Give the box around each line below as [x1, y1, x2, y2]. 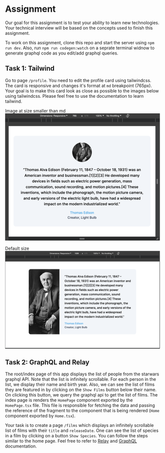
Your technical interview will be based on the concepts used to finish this [5, 25, 153, 30]
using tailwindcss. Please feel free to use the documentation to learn [5, 93, 144, 99]
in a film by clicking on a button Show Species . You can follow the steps [5, 433, 148, 439]
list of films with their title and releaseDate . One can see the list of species [5, 427, 159, 433]
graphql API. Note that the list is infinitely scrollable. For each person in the [5, 376, 156, 382]
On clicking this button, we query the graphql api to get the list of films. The [5, 392, 158, 398]
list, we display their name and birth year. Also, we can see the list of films [5, 382, 155, 388]
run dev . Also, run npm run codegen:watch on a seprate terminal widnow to [5, 45, 155, 51]
